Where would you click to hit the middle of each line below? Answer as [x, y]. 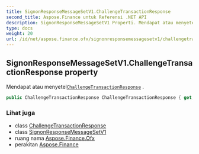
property [81, 73]
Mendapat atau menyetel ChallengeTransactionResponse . [75, 86]
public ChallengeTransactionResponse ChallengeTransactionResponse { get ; [100, 97]
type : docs [20, 28]
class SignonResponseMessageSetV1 [60, 131]
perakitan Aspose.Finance [46, 144]
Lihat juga [21, 113]
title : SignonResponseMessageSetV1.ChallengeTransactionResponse [88, 12]
